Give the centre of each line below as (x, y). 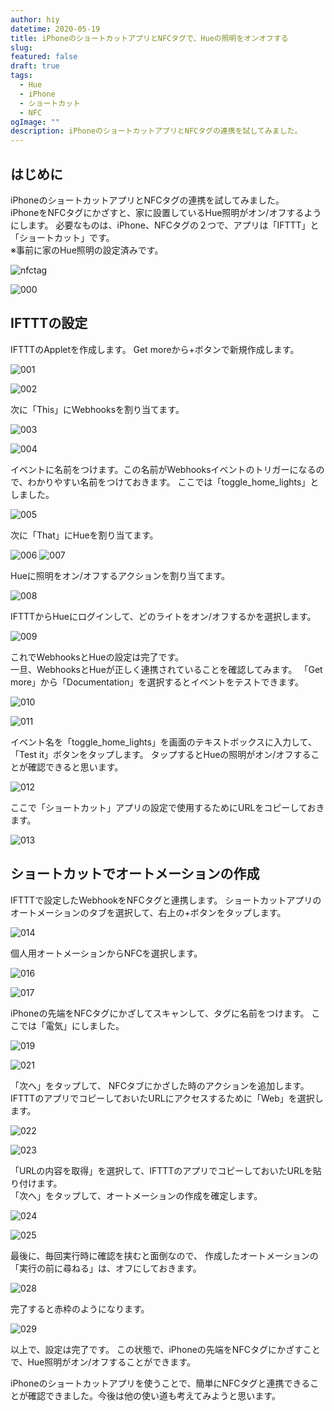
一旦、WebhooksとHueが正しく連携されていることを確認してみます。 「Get (166, 669)
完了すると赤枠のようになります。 (80, 1308)
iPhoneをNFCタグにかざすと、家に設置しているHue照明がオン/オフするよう (166, 212)
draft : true (35, 66)
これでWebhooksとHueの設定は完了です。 (97, 657)
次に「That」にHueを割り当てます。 (84, 535)
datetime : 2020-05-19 (55, 29)
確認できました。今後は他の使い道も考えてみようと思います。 (154, 1395)
